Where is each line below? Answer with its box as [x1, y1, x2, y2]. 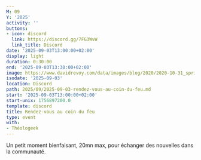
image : [6, 70, 23, 76]
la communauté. [6, 148, 46, 155]
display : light [6, 53, 44, 59]
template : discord [6, 103, 52, 109]
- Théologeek [6, 125, 39, 131]
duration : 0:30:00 [6, 59, 52, 64]
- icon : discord [6, 31, 47, 37]
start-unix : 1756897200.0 [6, 97, 71, 103]
